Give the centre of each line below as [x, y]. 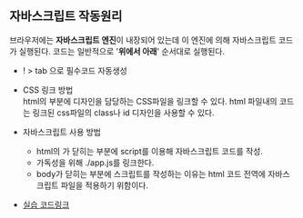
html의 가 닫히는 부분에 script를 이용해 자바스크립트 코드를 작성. [150, 151]
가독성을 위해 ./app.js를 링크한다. [95, 163]
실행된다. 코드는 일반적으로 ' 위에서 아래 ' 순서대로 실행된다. [122, 51]
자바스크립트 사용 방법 [62, 132]
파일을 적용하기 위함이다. [104, 185]
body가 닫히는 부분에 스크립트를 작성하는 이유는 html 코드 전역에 [151, 173]
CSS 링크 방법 [48, 90]
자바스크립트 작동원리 [66, 16]
